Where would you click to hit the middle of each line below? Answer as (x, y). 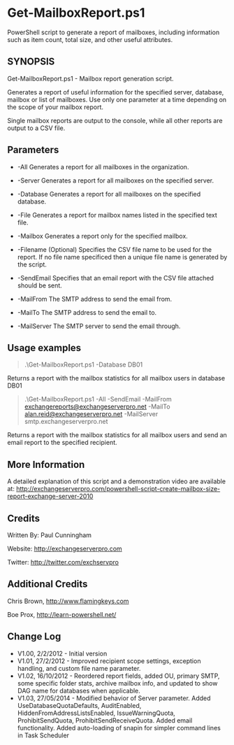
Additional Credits (47, 584)
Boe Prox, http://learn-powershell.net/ (62, 614)
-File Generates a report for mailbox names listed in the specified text (117, 215)
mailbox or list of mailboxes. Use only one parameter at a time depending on (117, 99)
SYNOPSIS (31, 62)
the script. (32, 264)
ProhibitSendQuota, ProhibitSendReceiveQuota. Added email (105, 720)
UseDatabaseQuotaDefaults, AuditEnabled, (79, 705)
